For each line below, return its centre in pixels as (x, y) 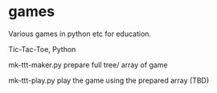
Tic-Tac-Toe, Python (42, 49)
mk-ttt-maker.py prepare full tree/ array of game (88, 65)
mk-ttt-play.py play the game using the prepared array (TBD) (109, 80)
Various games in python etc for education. (80, 34)
